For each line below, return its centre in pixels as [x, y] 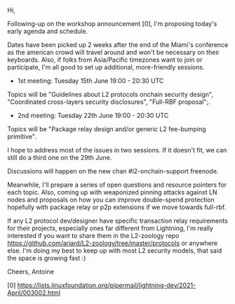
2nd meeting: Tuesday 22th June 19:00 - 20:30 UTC [93, 115]
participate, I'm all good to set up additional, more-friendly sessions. [106, 67]
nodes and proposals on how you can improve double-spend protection [111, 200]
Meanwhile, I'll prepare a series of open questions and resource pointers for [117, 185]
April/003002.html [34, 293]
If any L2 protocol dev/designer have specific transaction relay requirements [117, 221]
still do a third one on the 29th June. [60, 158]
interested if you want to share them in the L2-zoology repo [93, 236]
